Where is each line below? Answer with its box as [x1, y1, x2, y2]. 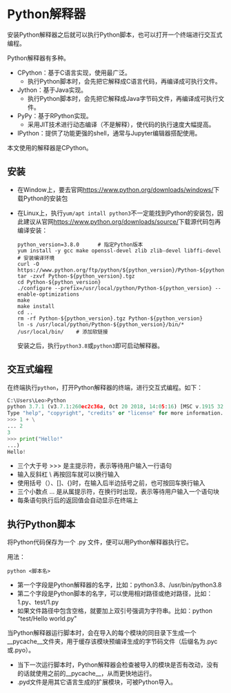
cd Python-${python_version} [17, 278, 101, 285]
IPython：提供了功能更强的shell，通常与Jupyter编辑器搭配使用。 [17, 129, 201, 137]
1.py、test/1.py [17, 598, 59, 607]
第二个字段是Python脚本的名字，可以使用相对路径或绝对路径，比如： [17, 589, 213, 598]
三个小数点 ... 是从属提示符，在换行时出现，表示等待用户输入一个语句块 [17, 488, 219, 496]
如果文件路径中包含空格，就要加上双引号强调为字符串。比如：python [17, 607, 212, 615]
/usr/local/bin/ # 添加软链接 [17, 328, 108, 335]
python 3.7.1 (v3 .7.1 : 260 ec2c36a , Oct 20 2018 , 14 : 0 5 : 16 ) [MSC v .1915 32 [7, 404, 224, 410]
